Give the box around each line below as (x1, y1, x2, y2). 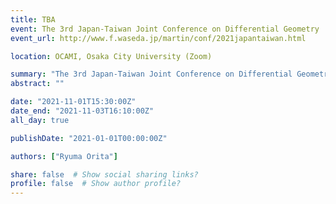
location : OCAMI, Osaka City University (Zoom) (10, 51, 213, 61)
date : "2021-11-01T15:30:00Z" (10, 97, 137, 107)
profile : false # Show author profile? (10, 179, 182, 189)
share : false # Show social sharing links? (10, 169, 199, 180)
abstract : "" (10, 79, 65, 89)
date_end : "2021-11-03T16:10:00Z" (10, 106, 155, 116)
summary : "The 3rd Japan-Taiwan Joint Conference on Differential (10, 69, 293, 80)
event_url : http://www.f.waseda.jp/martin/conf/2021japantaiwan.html (10, 33, 307, 43)
